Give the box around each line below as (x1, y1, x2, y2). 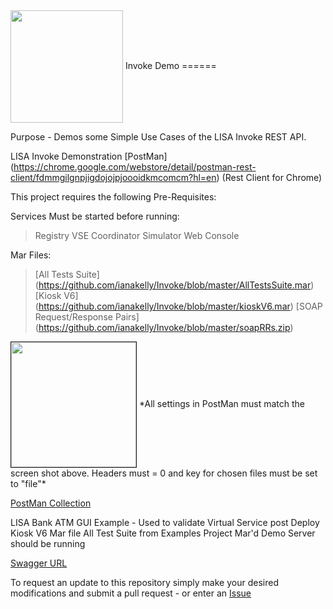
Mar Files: (10, 249, 52, 261)
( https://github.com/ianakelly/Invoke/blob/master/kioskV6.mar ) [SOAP (34, 300, 323, 312)
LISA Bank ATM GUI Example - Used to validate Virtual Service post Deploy (10, 517, 320, 528)
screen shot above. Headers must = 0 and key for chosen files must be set (10, 467, 318, 479)
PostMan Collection (10, 497, 92, 509)
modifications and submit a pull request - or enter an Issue (10, 587, 252, 599)
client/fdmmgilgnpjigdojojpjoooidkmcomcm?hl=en (10, 172, 217, 183)
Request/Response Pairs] (34, 311, 140, 323)
